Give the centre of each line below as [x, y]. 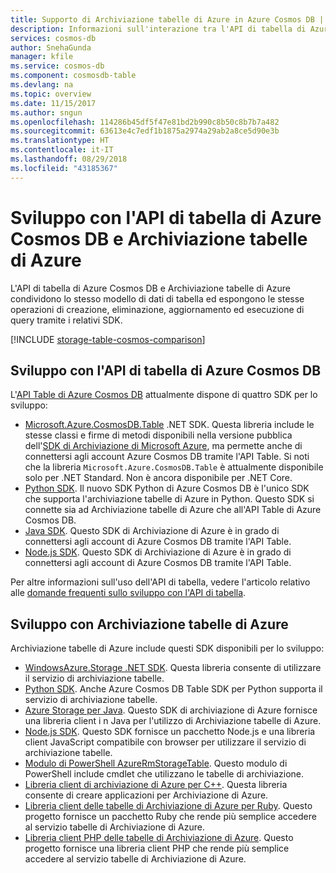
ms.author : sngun [46, 112]
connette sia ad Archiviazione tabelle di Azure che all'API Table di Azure [173, 510]
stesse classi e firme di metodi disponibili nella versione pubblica [158, 435]
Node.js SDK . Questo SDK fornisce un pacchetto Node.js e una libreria [170, 732]
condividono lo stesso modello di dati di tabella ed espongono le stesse [157, 298]
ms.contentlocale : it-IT [62, 150]
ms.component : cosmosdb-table [73, 76]
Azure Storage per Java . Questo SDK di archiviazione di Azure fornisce [171, 710]
